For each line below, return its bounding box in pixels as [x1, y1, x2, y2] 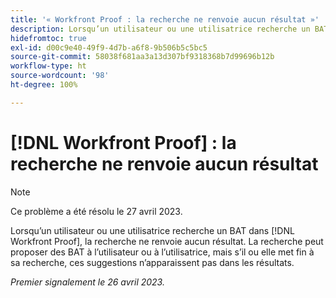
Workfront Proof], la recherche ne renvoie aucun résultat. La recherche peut [10, 235, 324, 247]
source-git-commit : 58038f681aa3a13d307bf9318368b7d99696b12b [10, 52, 275, 62]
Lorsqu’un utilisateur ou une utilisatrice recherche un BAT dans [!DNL [10, 224, 295, 236]
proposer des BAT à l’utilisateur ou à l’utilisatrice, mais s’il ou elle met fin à [10, 246, 315, 258]
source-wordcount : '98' [10, 71, 110, 81]
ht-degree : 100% [10, 80, 78, 90]
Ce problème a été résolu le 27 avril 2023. [10, 205, 183, 217]
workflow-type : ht [10, 61, 87, 71]
